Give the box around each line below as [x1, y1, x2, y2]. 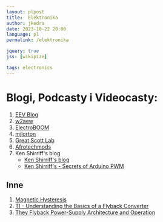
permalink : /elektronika [6, 37, 69, 43]
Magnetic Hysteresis [15, 196, 67, 203]
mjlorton [15, 130, 36, 137]
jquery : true [6, 48, 39, 55]
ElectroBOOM [15, 124, 50, 131]
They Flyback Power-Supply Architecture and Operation [15, 209, 156, 216]
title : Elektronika [6, 15, 59, 21]
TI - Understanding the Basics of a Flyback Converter [15, 203, 149, 210]
